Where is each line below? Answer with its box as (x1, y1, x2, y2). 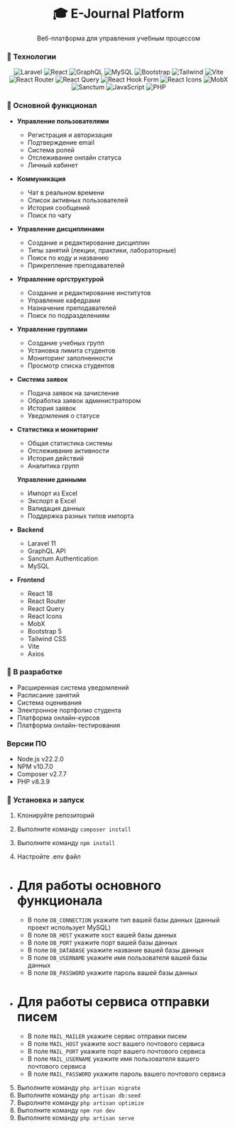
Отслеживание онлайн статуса (27, 153, 122, 162)
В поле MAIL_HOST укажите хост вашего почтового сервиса (27, 1040, 205, 1048)
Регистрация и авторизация (27, 131, 113, 139)
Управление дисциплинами (16, 224, 104, 233)
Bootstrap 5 (27, 627, 62, 635)
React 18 (27, 589, 53, 597)
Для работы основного (16, 877, 161, 893)
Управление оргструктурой (16, 275, 104, 283)
